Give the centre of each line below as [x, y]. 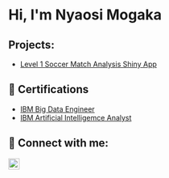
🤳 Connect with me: [58, 143]
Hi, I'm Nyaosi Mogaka [85, 15]
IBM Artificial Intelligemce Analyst [76, 117]
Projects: [31, 45]
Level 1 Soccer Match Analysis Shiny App [88, 64]
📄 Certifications [49, 89]
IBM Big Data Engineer [57, 109]
